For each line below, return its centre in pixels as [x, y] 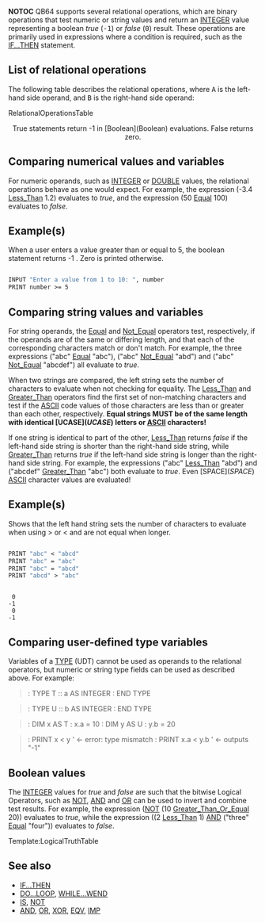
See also [30, 866]
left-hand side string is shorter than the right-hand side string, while [119, 446]
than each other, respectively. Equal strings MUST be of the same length [128, 414]
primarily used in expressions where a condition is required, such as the [125, 36]
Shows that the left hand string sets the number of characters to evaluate [127, 523]
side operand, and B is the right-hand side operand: [111, 98]
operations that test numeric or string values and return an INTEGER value [129, 20]
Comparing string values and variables [106, 312]
